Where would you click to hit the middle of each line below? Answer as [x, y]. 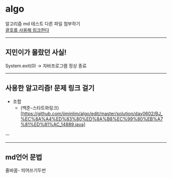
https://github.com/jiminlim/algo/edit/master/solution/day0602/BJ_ [92, 113]
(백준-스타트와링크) [40, 108]
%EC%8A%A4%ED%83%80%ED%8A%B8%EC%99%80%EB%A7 [92, 119]
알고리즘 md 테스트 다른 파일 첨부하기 [43, 23]
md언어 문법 [24, 157]
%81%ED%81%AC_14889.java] [53, 124]
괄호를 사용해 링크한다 [27, 30]
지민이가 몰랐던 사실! [36, 52]
